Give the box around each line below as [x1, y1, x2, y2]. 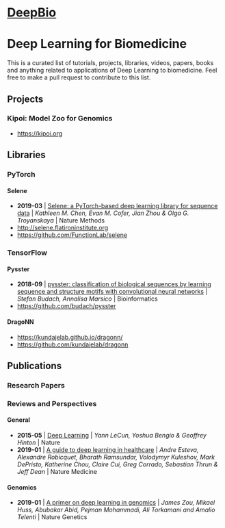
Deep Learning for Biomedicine [7, 36, 187, 52]
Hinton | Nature [16, 438, 61, 447]
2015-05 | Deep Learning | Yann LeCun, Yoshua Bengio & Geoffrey [16, 431, 207, 440]
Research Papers [7, 380, 65, 390]
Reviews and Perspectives [7, 399, 97, 408]
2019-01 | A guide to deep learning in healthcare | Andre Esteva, [16, 446, 199, 454]
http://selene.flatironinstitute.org [16, 224, 109, 232]
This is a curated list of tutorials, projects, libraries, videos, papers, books [7, 59, 214, 67]
